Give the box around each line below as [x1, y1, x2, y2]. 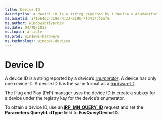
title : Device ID [5, 7, 40, 12]
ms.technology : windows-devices [5, 39, 70, 44]
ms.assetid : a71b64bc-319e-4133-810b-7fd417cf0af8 [5, 16, 110, 21]
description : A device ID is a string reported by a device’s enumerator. [5, 12, 160, 16]
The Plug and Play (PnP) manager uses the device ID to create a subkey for [5, 90, 156, 96]
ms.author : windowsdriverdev [5, 20, 64, 26]
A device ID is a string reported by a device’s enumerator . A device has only [5, 75, 157, 81]
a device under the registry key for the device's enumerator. [5, 95, 125, 101]
